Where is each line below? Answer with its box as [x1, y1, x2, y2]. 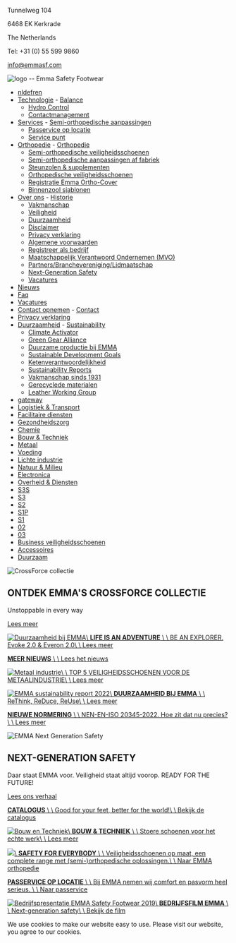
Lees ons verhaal [7, 792, 58, 800]
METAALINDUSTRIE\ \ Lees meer [7, 675, 104, 684]
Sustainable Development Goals [27, 351, 121, 359]
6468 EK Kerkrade [7, 20, 61, 28]
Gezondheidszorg [17, 418, 70, 426]
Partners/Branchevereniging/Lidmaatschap [27, 260, 154, 269]
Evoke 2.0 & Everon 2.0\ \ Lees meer [7, 640, 113, 649]
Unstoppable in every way [7, 606, 83, 614]
